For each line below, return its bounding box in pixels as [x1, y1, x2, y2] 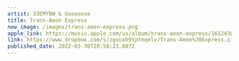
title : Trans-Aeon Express [7, 17, 87, 24]
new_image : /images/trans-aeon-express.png [7, 23, 139, 30]
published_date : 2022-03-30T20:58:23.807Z [7, 43, 135, 50]
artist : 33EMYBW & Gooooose [7, 10, 91, 18]
